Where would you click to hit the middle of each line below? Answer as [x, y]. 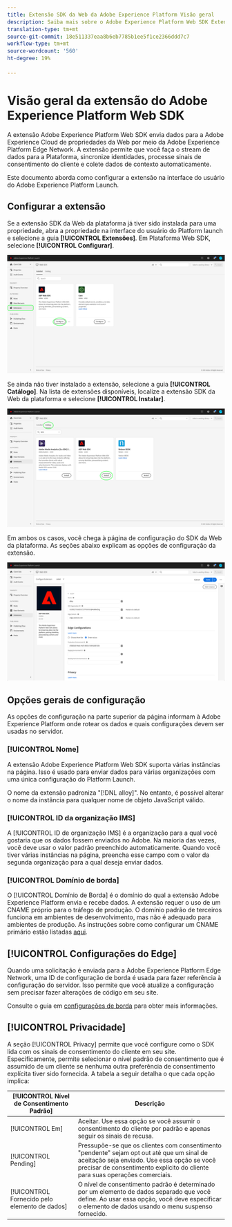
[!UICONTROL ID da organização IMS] [71, 818]
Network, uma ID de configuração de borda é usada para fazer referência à [114, 977]
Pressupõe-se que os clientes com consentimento [150, 1145]
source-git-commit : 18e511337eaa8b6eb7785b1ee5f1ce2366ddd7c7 [98, 37]
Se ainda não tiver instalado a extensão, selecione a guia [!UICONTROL [109, 385]
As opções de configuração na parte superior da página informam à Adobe [114, 717]
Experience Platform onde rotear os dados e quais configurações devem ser [116, 724]
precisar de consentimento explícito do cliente [143, 1167]
